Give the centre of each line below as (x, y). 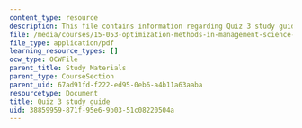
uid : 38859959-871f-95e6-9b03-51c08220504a (92, 110)
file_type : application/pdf (62, 43)
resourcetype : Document (54, 93)
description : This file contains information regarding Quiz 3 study (142, 26)
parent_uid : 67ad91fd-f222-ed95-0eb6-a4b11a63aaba (106, 85)
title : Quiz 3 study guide (60, 101)
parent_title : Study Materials (68, 69)
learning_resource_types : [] (64, 51)
